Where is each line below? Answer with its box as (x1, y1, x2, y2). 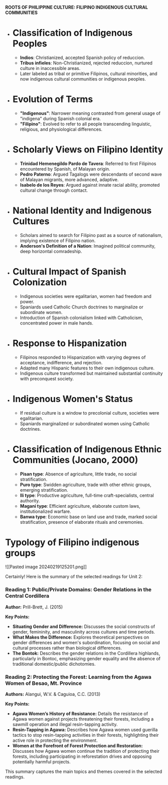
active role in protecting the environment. (12, 737, 98, 744)
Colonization (12, 276, 67, 288)
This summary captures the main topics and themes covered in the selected (5, 768, 162, 774)
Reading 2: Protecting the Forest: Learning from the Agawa (5, 673, 152, 680)
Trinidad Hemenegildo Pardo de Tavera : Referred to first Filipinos (20, 161, 156, 167)
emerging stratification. (20, 487, 69, 493)
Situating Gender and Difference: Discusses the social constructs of (12, 623, 155, 630)
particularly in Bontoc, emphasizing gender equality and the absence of (12, 655, 160, 661)
